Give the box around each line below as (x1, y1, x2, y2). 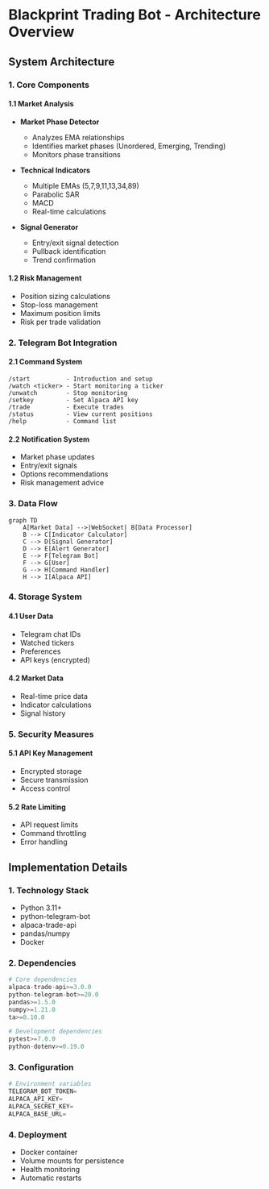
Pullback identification (31, 246, 106, 256)
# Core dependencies (8, 975, 78, 984)
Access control (19, 784, 71, 793)
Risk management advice (19, 478, 105, 488)
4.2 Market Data (8, 673, 64, 683)
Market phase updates (19, 452, 95, 462)
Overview (8, 23, 75, 41)
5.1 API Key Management (8, 748, 93, 759)
